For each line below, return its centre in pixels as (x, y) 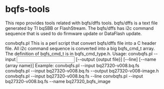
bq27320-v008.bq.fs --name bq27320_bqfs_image (58, 81)
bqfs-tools (27, 9)
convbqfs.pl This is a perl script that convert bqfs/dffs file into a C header (81, 43)
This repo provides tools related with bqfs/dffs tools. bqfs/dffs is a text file (81, 23)
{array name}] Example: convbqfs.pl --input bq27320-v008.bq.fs (72, 65)
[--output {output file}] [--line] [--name (116, 59)
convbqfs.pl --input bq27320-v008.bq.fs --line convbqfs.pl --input (74, 76)
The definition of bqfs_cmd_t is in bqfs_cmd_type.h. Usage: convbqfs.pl (79, 54)
